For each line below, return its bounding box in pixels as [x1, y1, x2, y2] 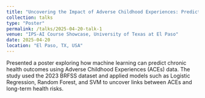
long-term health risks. [6, 85, 64, 92]
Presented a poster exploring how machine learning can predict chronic [6, 59, 187, 67]
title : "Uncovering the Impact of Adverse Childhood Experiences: [6, 8, 179, 15]
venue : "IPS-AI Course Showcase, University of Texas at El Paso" [6, 31, 179, 38]
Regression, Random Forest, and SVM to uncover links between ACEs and [6, 78, 192, 85]
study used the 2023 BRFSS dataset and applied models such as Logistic [6, 72, 190, 79]
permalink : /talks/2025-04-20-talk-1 [6, 25, 103, 32]
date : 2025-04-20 [6, 37, 51, 43]
